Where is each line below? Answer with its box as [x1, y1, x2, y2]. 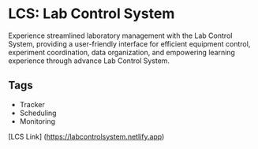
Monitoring [19, 116, 55, 126]
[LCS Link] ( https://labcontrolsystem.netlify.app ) [8, 132, 165, 141]
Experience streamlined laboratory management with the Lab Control [8, 31, 233, 40]
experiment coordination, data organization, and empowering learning [8, 47, 235, 57]
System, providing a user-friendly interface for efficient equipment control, [8, 39, 251, 48]
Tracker [19, 99, 45, 109]
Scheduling [19, 108, 57, 117]
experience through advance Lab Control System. [8, 56, 170, 65]
